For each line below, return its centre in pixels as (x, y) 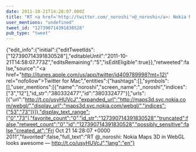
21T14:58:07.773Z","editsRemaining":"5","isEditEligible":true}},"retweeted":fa (98, 63)
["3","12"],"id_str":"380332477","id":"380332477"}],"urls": (76, 94)
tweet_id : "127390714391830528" (45, 28)
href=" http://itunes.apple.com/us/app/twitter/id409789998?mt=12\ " (87, 75)
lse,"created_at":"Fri (30, 131)
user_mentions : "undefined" (40, 22)
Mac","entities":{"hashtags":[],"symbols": (120, 81)
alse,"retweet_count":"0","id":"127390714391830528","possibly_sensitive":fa (98, 125)
